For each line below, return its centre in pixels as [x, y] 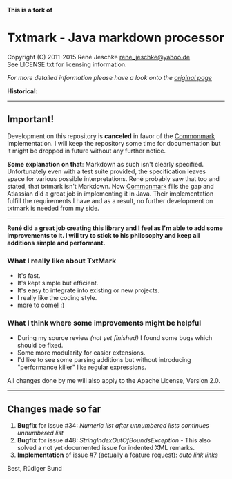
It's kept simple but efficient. [58, 283]
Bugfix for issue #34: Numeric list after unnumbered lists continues [113, 426]
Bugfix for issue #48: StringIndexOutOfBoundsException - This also [114, 440]
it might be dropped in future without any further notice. [87, 151]
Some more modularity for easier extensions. [81, 353]
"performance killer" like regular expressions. [81, 367]
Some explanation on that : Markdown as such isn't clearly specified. [105, 164]
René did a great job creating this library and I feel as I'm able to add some [115, 228]
